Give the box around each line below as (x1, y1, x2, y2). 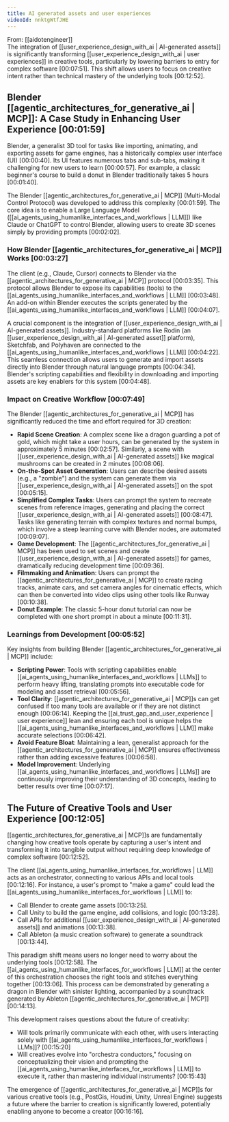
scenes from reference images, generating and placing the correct (16, 503, 205, 511)
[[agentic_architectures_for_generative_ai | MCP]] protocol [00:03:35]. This (7, 276, 219, 284)
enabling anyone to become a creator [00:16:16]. (7, 1108, 144, 1116)
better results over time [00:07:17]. (16, 782, 115, 790)
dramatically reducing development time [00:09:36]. (16, 561, 165, 570)
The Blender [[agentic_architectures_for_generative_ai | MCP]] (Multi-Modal (7, 191, 221, 199)
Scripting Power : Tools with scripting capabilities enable (16, 666, 177, 674)
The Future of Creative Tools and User (7, 802, 172, 814)
